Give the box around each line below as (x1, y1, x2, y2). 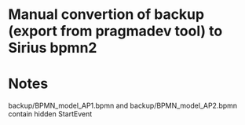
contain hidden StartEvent (8, 109, 93, 119)
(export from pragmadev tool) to (8, 22, 223, 40)
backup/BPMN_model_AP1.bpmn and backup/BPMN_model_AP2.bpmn (8, 101, 238, 111)
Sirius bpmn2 (8, 39, 97, 57)
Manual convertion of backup (8, 6, 205, 24)
